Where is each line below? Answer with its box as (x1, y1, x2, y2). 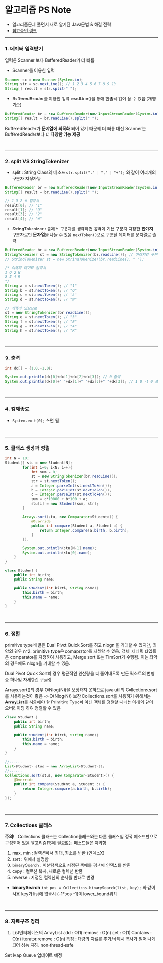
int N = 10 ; (5, 456, 29, 461)
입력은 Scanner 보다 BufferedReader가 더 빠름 (5, 57, 95, 63)
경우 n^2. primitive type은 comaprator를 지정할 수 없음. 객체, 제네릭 (14, 648, 144, 654)
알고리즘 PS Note (5, 4, 71, 16)
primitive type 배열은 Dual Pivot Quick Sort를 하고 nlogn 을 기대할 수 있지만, (5, 642, 152, 648)
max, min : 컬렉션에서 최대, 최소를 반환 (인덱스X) (12, 850, 105, 856)
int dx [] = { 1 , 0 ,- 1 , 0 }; (5, 366, 53, 371)
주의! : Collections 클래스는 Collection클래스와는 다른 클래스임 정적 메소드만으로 (5, 834, 158, 840)
